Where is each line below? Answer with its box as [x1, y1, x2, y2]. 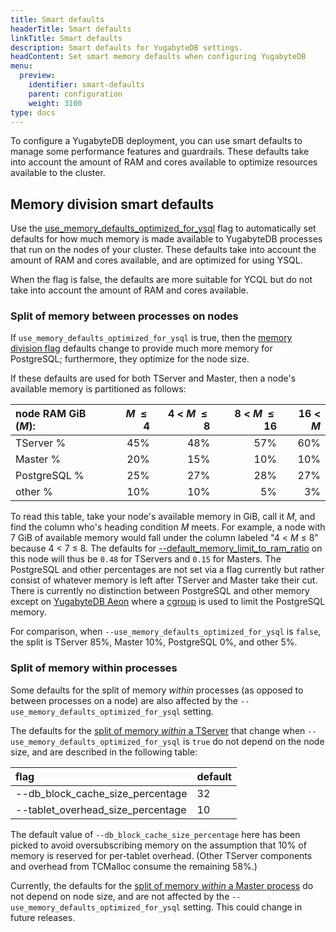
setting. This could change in [182, 901, 303, 913]
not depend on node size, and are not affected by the [10, 890, 230, 902]
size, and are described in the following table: [10, 746, 198, 758]
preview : [19, 71, 56, 81]
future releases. [10, 911, 76, 923]
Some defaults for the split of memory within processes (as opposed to [10, 684, 304, 696]
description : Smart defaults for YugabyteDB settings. [10, 42, 244, 53]
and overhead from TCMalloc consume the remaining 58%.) [10, 860, 258, 872]
